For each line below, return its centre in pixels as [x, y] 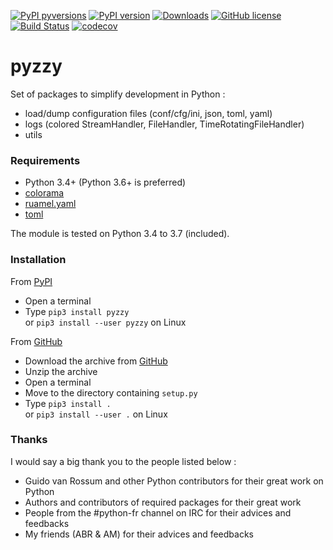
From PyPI [31, 281]
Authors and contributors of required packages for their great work [163, 502]
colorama [44, 193]
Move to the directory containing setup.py [111, 392]
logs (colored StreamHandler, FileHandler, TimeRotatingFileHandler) [164, 124]
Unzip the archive [61, 371]
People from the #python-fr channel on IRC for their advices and [158, 512]
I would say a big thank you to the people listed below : [123, 461]
